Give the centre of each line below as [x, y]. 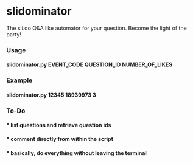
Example [19, 80]
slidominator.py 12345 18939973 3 [51, 95]
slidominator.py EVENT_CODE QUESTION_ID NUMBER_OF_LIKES [89, 64]
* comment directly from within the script [60, 139]
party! [14, 34]
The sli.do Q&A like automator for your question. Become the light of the [96, 28]
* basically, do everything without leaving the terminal [77, 153]
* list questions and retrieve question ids [59, 125]
